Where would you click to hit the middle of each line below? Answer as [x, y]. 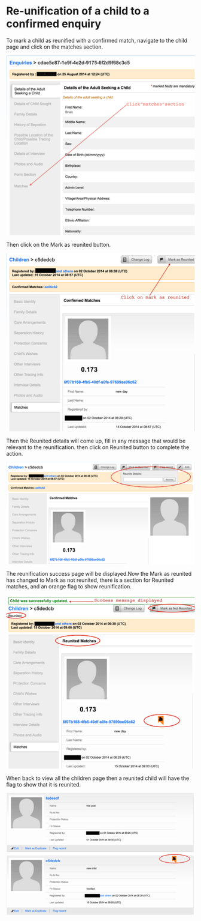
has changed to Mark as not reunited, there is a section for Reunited [90, 580]
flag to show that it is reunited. [44, 785]
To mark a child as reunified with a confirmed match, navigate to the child [97, 40]
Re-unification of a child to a [78, 11]
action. [15, 453]
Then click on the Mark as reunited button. [59, 245]
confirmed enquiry [54, 24]
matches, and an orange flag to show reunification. [69, 586]
